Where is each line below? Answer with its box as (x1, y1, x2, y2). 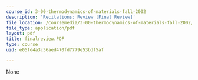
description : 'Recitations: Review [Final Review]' (6, 14, 136, 20)
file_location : (6, 19, 44, 25)
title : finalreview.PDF (6, 36, 65, 42)
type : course (6, 42, 38, 48)
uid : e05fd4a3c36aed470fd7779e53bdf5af (6, 47, 104, 53)
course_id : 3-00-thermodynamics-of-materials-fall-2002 (6, 8, 146, 15)
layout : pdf (6, 31, 35, 36)
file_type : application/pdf (6, 25, 75, 31)
